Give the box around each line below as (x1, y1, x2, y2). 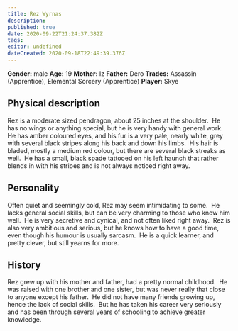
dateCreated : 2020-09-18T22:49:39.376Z (7, 50, 126, 57)
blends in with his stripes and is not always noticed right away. (7, 161, 190, 170)
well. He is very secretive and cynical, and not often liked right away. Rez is (7, 215, 231, 224)
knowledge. (7, 315, 42, 324)
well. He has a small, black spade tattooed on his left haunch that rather (7, 154, 219, 162)
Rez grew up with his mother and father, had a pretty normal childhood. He (7, 278, 228, 286)
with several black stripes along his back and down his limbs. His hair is (7, 139, 219, 147)
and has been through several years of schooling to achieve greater (7, 308, 206, 316)
